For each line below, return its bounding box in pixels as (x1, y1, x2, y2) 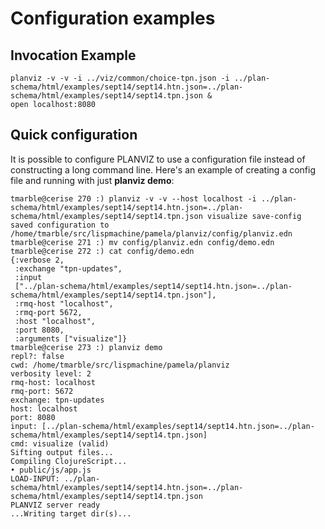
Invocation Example (10, 47, 137, 64)
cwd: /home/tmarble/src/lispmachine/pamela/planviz (10, 360, 230, 370)
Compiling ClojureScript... (10, 456, 128, 466)
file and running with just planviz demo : (10, 174, 175, 186)
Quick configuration (10, 127, 138, 144)
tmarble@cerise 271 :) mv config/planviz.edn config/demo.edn (10, 237, 275, 247)
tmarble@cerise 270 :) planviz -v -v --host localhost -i (10, 193, 257, 204)
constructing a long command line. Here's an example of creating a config (10, 163, 317, 176)
